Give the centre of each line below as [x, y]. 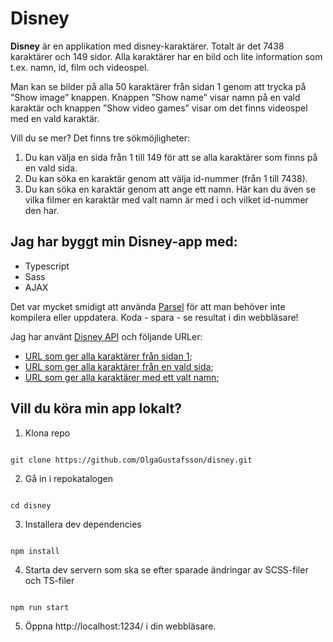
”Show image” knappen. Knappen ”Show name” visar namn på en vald [155, 97]
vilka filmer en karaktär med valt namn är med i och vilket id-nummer [166, 199]
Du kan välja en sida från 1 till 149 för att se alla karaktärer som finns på [171, 157]
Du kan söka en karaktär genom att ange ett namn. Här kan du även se [170, 189]
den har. [42, 210]
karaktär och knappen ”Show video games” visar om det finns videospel [159, 108]
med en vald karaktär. [55, 118]
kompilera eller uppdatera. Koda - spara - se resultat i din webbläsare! [154, 317]
